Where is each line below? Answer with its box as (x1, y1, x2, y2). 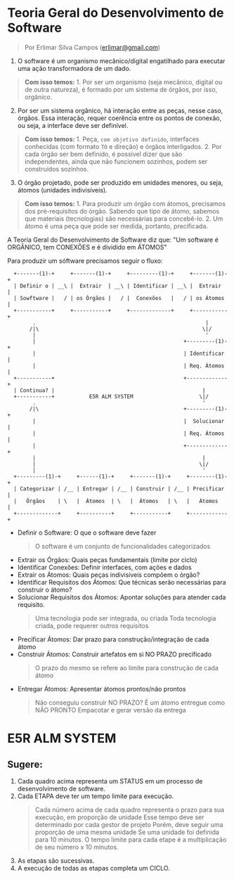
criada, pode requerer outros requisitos (34, 621, 149, 630)
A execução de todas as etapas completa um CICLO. (17, 864, 170, 872)
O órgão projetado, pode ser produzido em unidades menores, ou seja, (17, 178, 223, 187)
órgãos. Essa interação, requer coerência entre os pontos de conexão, (17, 114, 222, 122)
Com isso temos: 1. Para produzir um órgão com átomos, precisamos (24, 199, 226, 208)
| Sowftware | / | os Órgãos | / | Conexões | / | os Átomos (13, 294, 225, 301)
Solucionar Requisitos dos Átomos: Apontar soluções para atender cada (17, 592, 226, 601)
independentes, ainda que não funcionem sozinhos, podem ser (24, 157, 208, 166)
